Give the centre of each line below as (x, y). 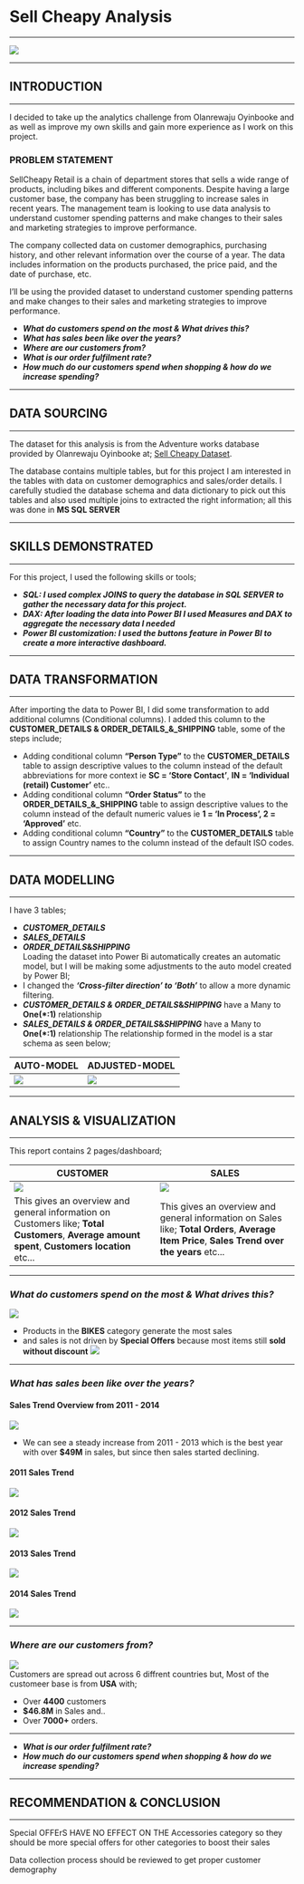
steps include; (36, 739)
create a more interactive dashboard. (95, 642)
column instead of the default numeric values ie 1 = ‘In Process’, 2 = (149, 814)
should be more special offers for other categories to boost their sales (140, 1842)
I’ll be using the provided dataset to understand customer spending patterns (152, 292)
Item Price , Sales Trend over (222, 1241)
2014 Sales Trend (43, 1593)
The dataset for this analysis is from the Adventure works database (134, 444)
